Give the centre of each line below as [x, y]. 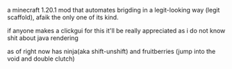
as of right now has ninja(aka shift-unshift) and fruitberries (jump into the [111, 51]
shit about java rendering [43, 38]
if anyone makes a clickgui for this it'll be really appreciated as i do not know [116, 31]
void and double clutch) [41, 59]
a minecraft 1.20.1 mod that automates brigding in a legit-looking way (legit [114, 10]
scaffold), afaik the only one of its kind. [63, 17]
